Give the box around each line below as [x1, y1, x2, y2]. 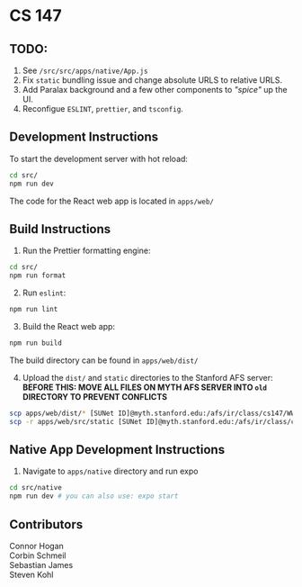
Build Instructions [9, 221, 111, 237]
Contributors [9, 517, 84, 532]
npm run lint [9, 305, 58, 314]
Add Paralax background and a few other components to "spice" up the [22, 85, 288, 95]
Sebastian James [9, 560, 74, 570]
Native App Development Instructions [9, 442, 226, 457]
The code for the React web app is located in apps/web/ [9, 195, 214, 206]
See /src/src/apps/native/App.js [22, 65, 148, 76]
